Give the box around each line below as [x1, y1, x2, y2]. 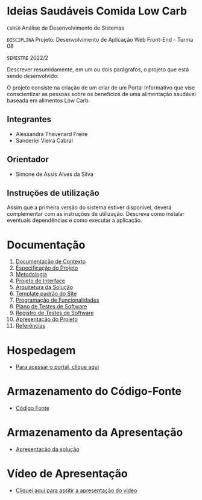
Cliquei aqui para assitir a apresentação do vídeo [15, 487, 137, 494]
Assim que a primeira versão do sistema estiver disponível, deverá [7, 204, 172, 211]
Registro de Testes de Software [15, 310, 94, 317]
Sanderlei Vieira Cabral [15, 137, 73, 144]
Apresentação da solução [15, 446, 80, 453]
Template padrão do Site [15, 290, 77, 297]
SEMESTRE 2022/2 [7, 54, 49, 61]
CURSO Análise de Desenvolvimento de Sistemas [7, 24, 125, 31]
